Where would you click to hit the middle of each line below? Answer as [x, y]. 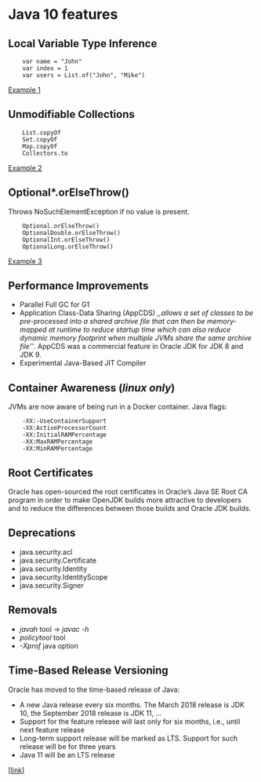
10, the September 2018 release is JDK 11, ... [91, 713]
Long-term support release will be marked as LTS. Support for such [128, 738]
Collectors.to [45, 153]
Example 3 [25, 261]
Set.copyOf [40, 139]
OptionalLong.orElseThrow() [68, 246]
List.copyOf [42, 132]
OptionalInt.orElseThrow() [66, 240]
